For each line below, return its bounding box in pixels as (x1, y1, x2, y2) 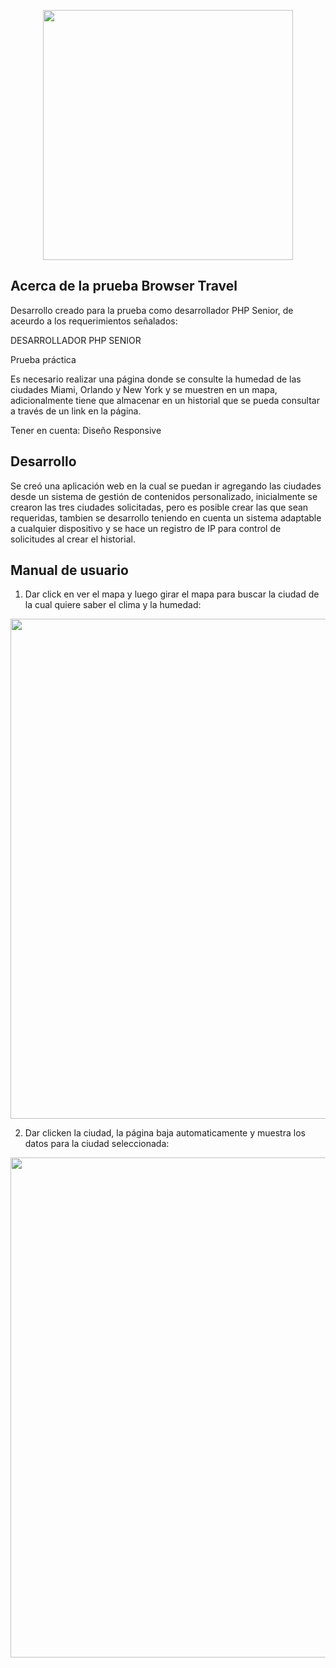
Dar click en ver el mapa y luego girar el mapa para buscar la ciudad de (24, 588, 320, 600)
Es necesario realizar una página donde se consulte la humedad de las (10, 373, 302, 385)
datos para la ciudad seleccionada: (24, 1138, 170, 1150)
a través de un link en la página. (10, 405, 142, 417)
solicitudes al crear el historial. (10, 533, 136, 545)
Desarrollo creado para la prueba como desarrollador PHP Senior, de (10, 304, 294, 316)
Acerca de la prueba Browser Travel (10, 278, 238, 295)
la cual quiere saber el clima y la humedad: (24, 599, 202, 611)
